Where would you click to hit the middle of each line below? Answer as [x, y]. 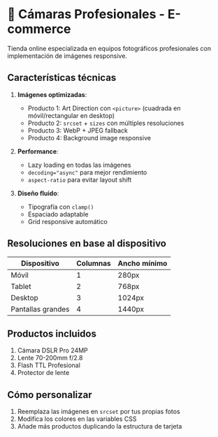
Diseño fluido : [38, 193]
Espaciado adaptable [58, 214]
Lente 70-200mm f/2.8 [50, 358]
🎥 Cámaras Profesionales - [86, 14]
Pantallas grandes [40, 309]
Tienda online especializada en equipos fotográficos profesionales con [109, 48]
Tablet [21, 286]
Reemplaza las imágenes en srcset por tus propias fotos [99, 412]
